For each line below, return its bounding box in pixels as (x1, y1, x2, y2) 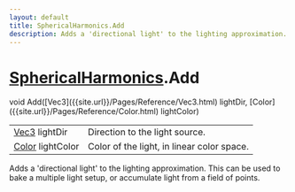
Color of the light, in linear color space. (88, 141, 250, 153)
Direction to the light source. (88, 126, 206, 138)
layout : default (9, 12, 69, 22)
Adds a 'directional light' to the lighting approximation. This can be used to (9, 163, 281, 173)
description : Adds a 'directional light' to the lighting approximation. (9, 29, 288, 38)
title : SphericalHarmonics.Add (9, 21, 125, 30)
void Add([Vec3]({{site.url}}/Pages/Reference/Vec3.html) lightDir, (9, 96, 248, 107)
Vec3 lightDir (13, 126, 68, 138)
